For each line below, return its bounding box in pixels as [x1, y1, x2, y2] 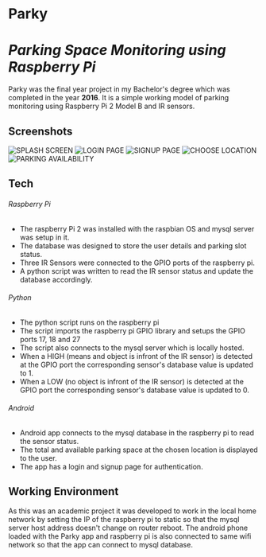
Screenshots [8, 124, 73, 138]
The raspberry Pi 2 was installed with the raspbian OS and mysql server [19, 224, 255, 233]
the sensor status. [19, 436, 79, 446]
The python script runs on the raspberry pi [19, 317, 160, 327]
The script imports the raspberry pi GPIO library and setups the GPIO [19, 325, 246, 335]
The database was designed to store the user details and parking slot [19, 240, 247, 251]
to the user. [19, 453, 57, 462]
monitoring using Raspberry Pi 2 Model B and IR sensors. [8, 101, 195, 111]
